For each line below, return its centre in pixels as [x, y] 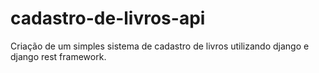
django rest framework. [58, 56]
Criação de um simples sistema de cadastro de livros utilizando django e [160, 46]
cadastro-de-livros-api [108, 18]
